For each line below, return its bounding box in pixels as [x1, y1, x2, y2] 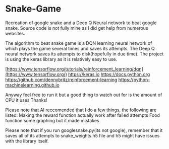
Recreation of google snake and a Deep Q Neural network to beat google [5, 20, 157, 26]
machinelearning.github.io [5, 82, 60, 88]
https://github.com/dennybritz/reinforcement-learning [5, 77, 118, 83]
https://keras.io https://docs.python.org [68, 71, 150, 77]
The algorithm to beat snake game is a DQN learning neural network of [5, 40, 152, 46]
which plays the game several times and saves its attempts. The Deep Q [5, 45, 155, 51]
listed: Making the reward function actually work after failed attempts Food [5, 112, 160, 118]
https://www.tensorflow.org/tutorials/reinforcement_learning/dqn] [7, 66, 144, 72]
